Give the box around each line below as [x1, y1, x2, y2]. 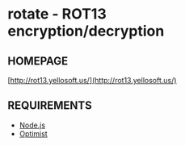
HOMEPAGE [7, 54, 69, 68]
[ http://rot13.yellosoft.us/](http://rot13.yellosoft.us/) [7, 76, 177, 85]
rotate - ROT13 [7, 5, 107, 23]
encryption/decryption [7, 22, 165, 40]
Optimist [19, 128, 48, 138]
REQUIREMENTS [7, 98, 92, 113]
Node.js [19, 120, 46, 130]
